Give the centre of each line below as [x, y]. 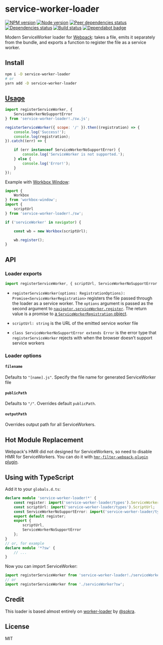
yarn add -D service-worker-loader [41, 83]
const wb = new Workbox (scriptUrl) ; [51, 231]
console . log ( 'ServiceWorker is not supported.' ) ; [73, 155]
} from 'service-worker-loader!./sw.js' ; [48, 119]
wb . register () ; [29, 240]
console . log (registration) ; [42, 137]
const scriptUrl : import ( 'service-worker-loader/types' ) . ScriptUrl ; [84, 507]
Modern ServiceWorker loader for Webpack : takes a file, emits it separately [80, 37]
